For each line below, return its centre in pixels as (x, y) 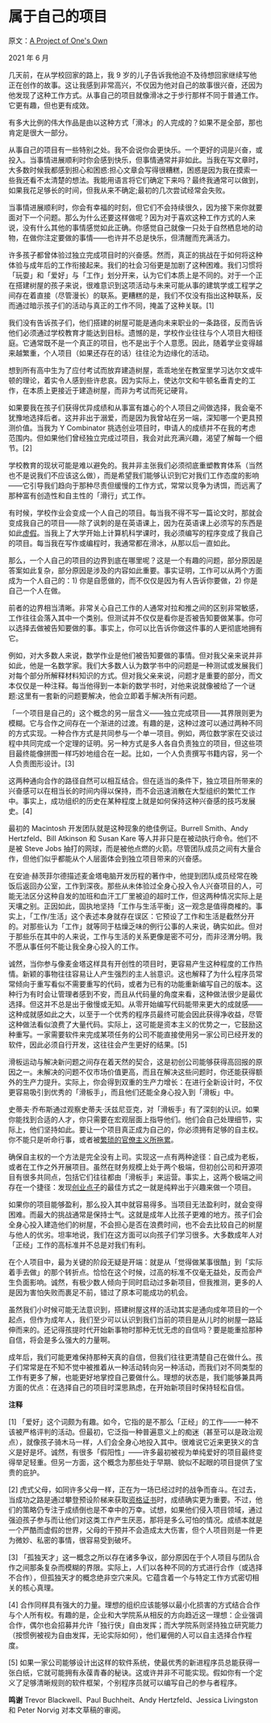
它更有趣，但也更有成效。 (51, 105)
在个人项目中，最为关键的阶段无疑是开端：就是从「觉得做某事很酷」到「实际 (135, 1262)
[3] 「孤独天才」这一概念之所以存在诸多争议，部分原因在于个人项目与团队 (131, 1557)
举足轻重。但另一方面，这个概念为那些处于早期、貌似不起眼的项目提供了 (135, 1462)
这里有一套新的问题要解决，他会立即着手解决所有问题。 (109, 696)
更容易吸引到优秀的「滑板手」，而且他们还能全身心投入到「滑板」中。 (123, 1092)
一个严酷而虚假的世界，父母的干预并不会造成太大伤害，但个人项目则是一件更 (135, 1530)
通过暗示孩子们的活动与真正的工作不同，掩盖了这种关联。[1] (115, 305)
